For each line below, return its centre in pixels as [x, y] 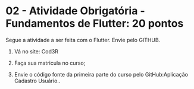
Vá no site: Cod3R [36, 51]
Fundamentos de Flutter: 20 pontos [95, 23]
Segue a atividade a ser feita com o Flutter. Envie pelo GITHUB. [83, 40]
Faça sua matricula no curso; [50, 63]
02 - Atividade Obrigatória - [75, 11]
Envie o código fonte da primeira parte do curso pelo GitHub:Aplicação [101, 74]
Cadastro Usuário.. [37, 81]
